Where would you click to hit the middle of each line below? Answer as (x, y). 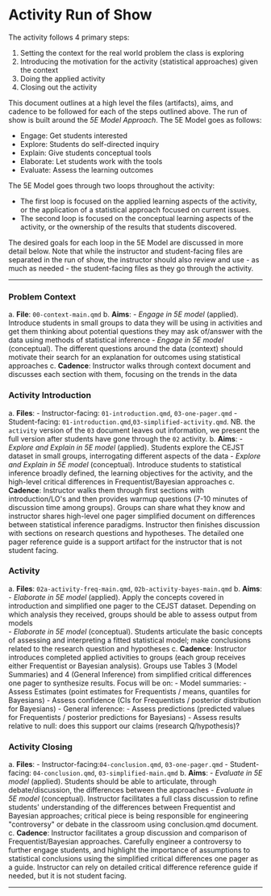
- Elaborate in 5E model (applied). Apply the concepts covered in (116, 597)
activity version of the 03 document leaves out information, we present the (134, 430)
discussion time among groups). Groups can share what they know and (127, 507)
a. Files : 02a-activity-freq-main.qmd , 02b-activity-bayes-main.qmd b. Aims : (135, 588)
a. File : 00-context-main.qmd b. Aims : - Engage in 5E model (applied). (123, 314)
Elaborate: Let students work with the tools (91, 161)
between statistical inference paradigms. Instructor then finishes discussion (134, 524)
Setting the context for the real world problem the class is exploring (132, 52)
